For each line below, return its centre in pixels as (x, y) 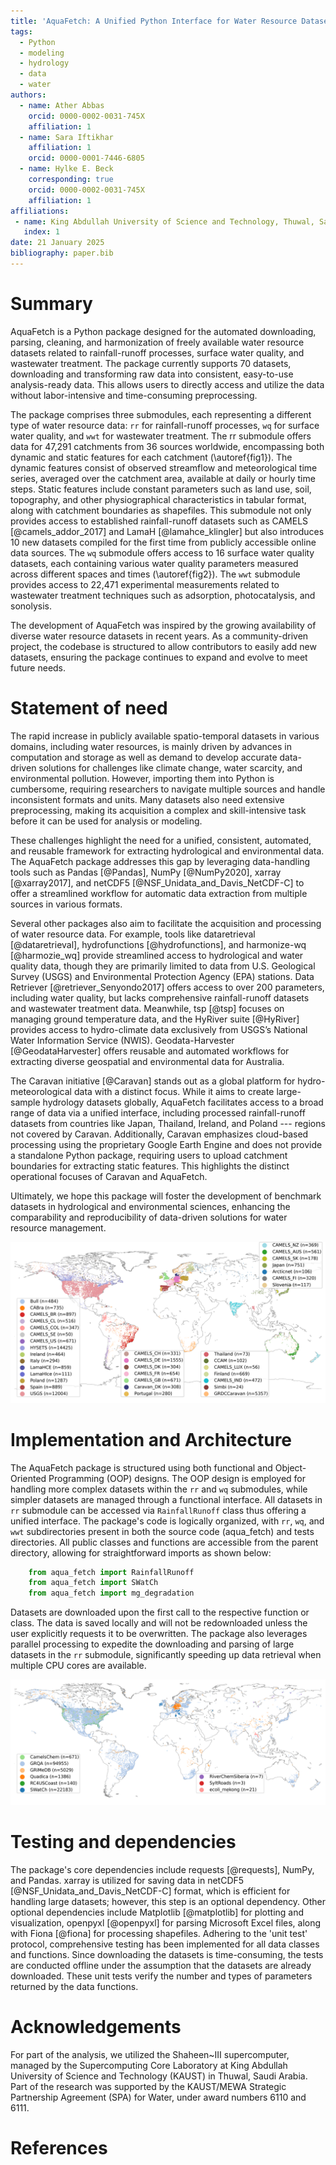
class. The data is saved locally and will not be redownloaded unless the (159, 1623)
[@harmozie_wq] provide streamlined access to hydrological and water (157, 955)
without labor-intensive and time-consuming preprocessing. (134, 395)
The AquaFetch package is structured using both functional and (141, 1467)
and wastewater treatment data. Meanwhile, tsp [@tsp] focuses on (147, 1008)
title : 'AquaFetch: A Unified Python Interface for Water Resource (154, 21)
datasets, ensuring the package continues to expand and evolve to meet (159, 657)
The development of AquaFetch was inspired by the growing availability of (163, 625)
